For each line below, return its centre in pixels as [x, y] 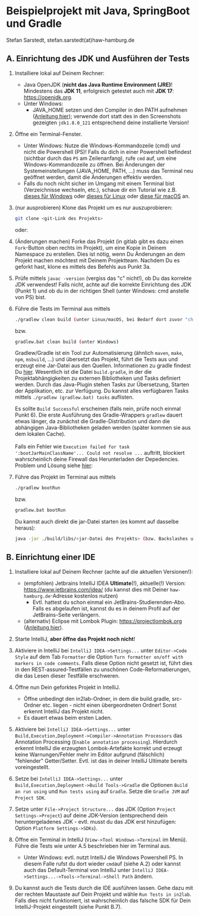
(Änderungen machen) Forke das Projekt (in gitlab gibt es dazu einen [99, 241]
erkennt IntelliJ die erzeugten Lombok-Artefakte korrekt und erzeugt [98, 748]
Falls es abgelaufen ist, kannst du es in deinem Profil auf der [106, 608]
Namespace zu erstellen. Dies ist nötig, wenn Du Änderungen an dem [100, 254]
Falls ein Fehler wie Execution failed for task [72, 446]
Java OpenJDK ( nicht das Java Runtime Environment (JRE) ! [98, 84]
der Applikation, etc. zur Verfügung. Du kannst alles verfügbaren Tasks [102, 391]
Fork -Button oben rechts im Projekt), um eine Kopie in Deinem [91, 247]
